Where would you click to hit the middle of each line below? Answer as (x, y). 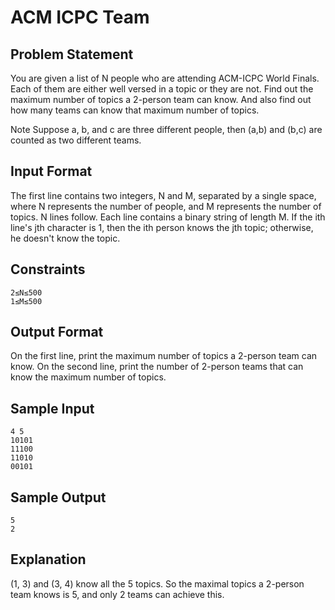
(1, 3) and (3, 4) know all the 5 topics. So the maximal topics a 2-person (157, 583)
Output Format (57, 332)
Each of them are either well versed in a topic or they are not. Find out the (162, 89)
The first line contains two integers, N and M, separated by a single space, (163, 195)
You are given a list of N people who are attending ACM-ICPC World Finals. (165, 78)
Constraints (48, 269)
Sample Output (58, 497)
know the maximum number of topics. (88, 377)
